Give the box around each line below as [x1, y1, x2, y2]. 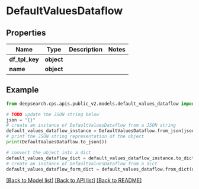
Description [69, 46, 102, 53]
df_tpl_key [9, 55, 40, 63]
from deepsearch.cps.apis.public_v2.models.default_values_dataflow [6, 101, 179, 107]
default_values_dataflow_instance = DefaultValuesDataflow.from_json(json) [6, 128, 197, 134]
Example [6, 85, 39, 95]
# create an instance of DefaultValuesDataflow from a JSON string [6, 123, 176, 129]
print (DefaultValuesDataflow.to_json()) [6, 139, 108, 145]
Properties [6, 28, 46, 38]
